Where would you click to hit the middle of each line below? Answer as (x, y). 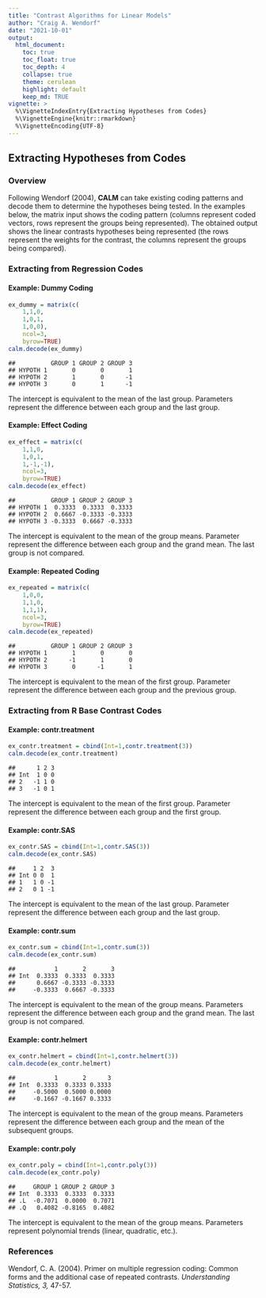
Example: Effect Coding (48, 426)
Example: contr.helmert (48, 1040)
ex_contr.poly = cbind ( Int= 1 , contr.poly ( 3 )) (83, 1166)
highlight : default (55, 89)
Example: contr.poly (42, 1148)
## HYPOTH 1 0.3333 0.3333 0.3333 (70, 508)
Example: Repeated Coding (54, 571)
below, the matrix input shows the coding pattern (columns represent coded (132, 215)
